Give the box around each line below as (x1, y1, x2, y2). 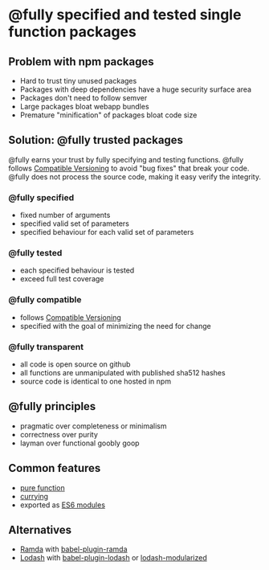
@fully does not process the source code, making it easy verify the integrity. (8, 171, 261, 182)
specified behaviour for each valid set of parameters (19, 228, 194, 237)
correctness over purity (19, 429, 99, 439)
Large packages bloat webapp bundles (19, 102, 150, 111)
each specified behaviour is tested (19, 265, 135, 275)
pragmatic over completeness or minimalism (19, 420, 167, 431)
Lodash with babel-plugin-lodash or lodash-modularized (19, 553, 207, 563)
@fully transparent (8, 341, 84, 352)
